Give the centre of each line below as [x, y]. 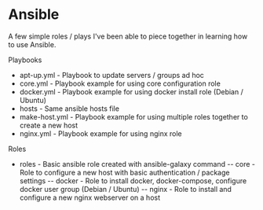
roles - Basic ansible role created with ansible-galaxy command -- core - [137, 164]
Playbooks [25, 60]
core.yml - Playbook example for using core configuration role [120, 83]
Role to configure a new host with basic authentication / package [124, 172]
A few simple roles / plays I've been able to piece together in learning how [128, 36]
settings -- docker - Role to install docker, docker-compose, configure [133, 181]
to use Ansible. [32, 44]
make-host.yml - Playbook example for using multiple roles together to [134, 116]
